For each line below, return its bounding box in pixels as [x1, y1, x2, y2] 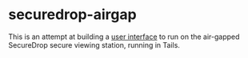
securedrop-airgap [8, 6, 138, 24]
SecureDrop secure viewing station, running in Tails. [8, 40, 180, 49]
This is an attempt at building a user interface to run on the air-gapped [8, 32, 240, 41]
